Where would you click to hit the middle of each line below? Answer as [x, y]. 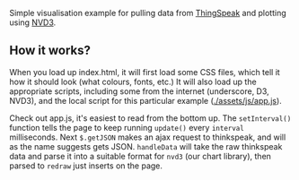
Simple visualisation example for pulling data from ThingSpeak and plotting [148, 13]
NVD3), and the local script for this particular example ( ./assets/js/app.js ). [146, 100]
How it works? [50, 51]
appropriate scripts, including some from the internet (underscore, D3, [139, 91]
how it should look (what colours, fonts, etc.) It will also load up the [133, 81]
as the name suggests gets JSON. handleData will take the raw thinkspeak [146, 146]
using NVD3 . [33, 22]
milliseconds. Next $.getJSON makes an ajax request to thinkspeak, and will [148, 137]
